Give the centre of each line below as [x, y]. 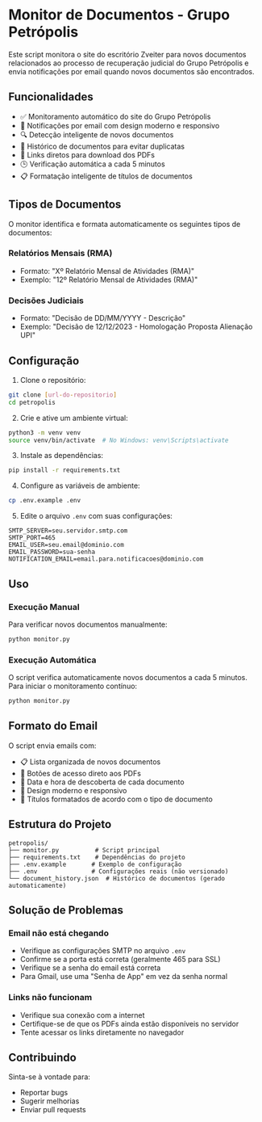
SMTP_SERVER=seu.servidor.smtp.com [68, 531]
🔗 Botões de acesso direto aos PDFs [80, 773]
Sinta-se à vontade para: [50, 1077]
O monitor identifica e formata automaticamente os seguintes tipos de [125, 224]
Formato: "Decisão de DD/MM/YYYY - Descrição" [103, 318]
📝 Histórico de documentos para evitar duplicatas [102, 146]
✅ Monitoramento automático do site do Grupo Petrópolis [115, 116]
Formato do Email [53, 726]
